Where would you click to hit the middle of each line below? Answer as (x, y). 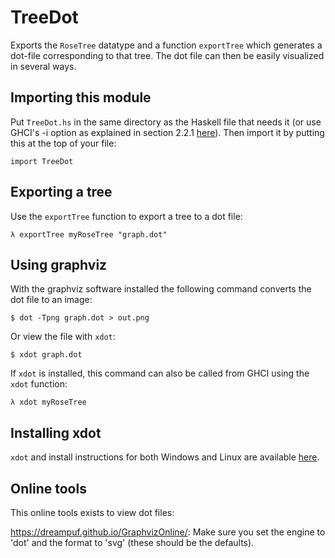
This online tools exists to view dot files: (92, 512)
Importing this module (81, 97)
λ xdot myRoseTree (48, 402)
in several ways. (43, 66)
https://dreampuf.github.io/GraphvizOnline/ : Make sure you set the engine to (168, 532)
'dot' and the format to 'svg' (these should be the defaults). (132, 542)
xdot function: (39, 384)
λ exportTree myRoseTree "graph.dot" (89, 234)
